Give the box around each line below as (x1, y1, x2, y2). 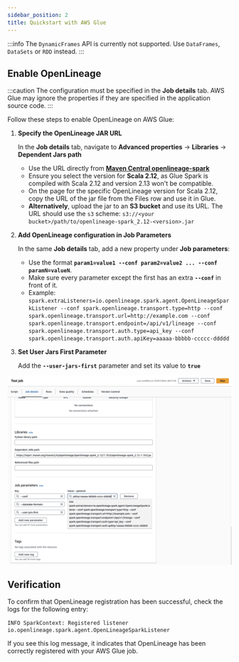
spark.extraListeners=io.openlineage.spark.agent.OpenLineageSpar (28, 297, 230, 305)
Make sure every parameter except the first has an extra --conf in (28, 274, 221, 282)
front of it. (28, 281, 58, 289)
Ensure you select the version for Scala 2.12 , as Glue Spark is (28, 171, 208, 181)
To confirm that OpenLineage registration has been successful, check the (7, 597, 223, 606)
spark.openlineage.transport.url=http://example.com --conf (28, 313, 211, 320)
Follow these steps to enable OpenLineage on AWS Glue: (7, 115, 174, 124)
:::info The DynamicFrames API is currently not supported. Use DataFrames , (7, 39, 221, 48)
